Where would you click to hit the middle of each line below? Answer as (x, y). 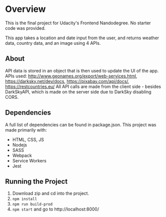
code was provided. (26, 28)
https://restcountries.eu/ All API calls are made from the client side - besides (83, 86)
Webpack (22, 155)
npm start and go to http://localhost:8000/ (55, 209)
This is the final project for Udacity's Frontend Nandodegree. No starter (78, 23)
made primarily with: (26, 130)
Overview (26, 9)
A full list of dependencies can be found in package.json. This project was (81, 125)
